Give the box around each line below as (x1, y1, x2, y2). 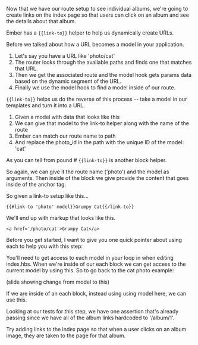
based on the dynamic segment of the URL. (14, 77, 122, 85)
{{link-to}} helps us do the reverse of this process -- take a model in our (6, 95, 187, 102)
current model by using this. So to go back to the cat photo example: (6, 267, 174, 273)
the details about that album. (6, 18, 76, 24)
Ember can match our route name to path (14, 132, 116, 139)
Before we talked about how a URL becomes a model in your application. (6, 41, 184, 48)
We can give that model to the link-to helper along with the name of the (14, 120, 189, 127)
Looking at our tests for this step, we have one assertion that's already (6, 308, 179, 315)
